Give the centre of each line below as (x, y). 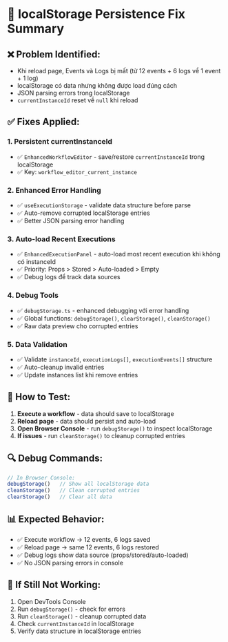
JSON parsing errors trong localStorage (73, 93)
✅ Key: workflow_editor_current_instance (77, 171)
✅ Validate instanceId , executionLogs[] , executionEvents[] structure (115, 359)
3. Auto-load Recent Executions (61, 239)
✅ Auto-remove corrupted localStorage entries (83, 213)
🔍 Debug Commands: (55, 459)
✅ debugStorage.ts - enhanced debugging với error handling (103, 310)
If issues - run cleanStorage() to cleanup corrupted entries (101, 435)
